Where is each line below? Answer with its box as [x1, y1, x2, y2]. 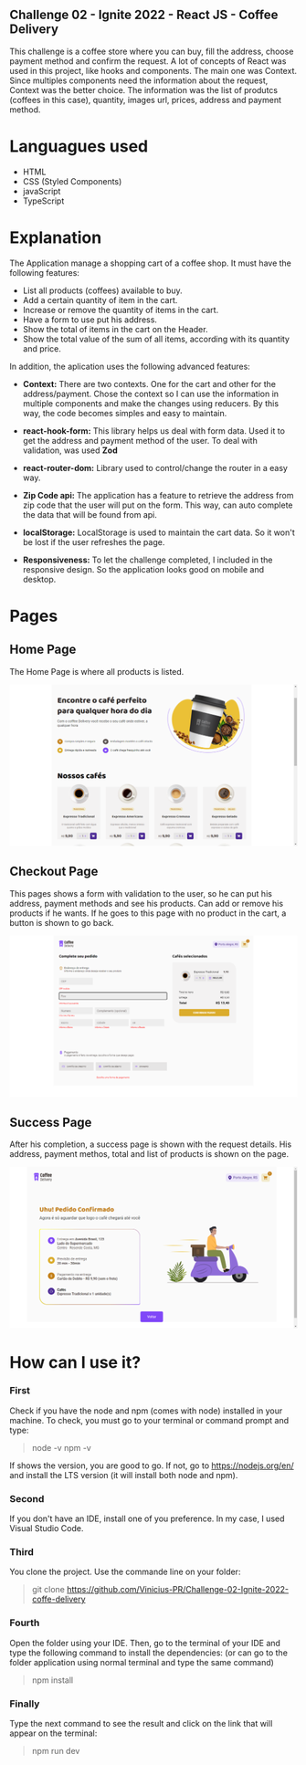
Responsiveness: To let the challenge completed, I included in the [22, 554, 273, 565]
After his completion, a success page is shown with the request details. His [9, 1139, 292, 1150]
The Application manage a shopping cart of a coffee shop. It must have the [9, 257, 292, 268]
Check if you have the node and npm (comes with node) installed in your [9, 1405, 283, 1416]
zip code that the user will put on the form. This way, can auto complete [22, 499, 293, 510]
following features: [9, 267, 80, 278]
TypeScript [22, 195, 65, 206]
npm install [31, 1675, 74, 1686]
